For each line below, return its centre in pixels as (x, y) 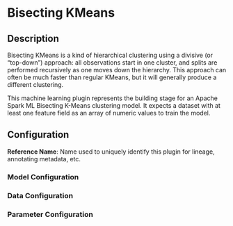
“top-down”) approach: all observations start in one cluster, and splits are (112, 63)
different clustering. (35, 84)
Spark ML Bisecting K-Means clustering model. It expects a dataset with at (114, 105)
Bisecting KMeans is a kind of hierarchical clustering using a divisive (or (110, 55)
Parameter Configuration (50, 214)
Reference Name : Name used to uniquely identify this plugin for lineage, (111, 152)
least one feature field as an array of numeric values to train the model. (109, 113)
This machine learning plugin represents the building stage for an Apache (112, 98)
